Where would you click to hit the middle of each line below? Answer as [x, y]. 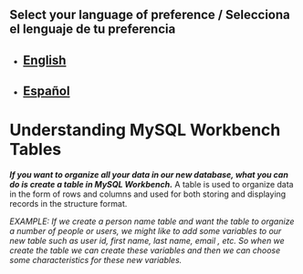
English [44, 60]
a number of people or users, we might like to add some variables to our [146, 231]
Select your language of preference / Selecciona [150, 15]
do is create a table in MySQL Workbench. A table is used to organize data [151, 185]
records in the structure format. [68, 204]
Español [46, 91]
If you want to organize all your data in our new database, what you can [149, 175]
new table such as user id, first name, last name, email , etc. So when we [147, 241]
